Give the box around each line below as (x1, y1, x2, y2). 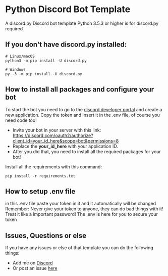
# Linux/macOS (5, 54, 35, 59)
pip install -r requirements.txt (5, 173, 76, 178)
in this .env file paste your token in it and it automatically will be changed (5, 201, 156, 207)
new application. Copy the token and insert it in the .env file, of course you (5, 112, 160, 118)
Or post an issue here (12, 265, 58, 271)
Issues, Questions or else (5, 231, 87, 240)
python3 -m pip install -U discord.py (5, 58, 87, 63)
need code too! (5, 117, 37, 123)
